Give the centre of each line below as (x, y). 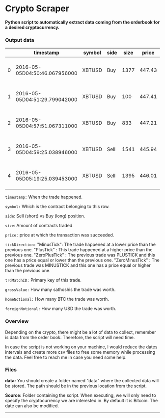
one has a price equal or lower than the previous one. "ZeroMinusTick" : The (82, 260)
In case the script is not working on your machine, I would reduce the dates (81, 347)
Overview (17, 321)
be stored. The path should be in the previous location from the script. (76, 386)
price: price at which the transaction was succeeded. (60, 235)
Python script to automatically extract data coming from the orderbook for (82, 22)
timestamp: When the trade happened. (44, 197)
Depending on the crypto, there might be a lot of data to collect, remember (81, 332)
